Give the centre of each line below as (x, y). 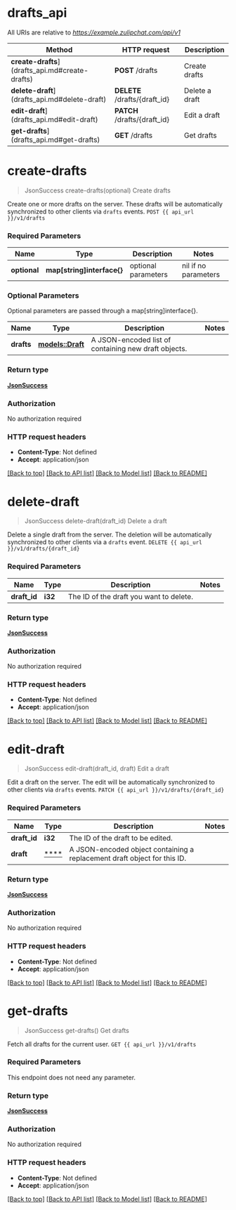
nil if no (194, 266)
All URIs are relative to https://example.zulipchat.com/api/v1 (94, 32)
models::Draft (61, 344)
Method (59, 49)
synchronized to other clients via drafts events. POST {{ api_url (101, 211)
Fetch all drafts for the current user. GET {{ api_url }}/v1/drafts (102, 1044)
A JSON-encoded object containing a (132, 849)
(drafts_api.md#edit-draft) (54, 119)
